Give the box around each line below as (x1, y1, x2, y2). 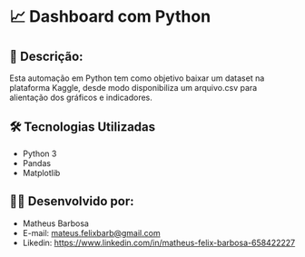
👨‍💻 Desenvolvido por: (9, 193, 134, 209)
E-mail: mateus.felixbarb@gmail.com (22, 227, 161, 238)
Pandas (22, 157, 52, 168)
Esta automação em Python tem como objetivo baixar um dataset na (9, 73, 265, 84)
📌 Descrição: (9, 48, 84, 64)
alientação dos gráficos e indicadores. (9, 92, 152, 103)
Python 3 (22, 148, 57, 159)
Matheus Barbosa (22, 218, 89, 229)
